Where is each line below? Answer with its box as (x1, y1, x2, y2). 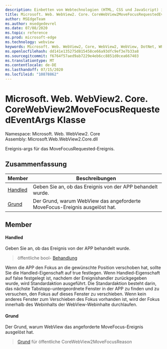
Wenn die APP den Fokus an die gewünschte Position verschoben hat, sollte (5, 265, 162, 271)
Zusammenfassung (5, 160, 67, 169)
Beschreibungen (76, 175, 116, 182)
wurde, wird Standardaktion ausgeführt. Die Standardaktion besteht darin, (5, 280, 157, 286)
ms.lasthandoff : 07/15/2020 (5, 68, 64, 72)
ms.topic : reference (5, 30, 48, 35)
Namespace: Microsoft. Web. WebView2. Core (5, 131, 100, 137)
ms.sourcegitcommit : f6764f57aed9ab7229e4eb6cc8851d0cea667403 (5, 53, 139, 59)
